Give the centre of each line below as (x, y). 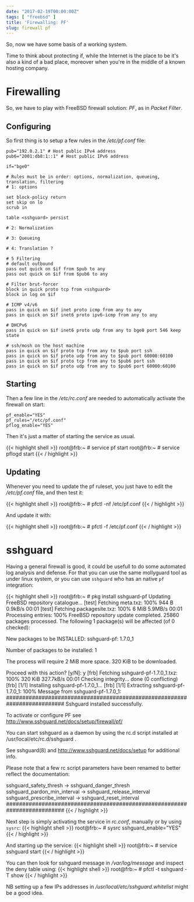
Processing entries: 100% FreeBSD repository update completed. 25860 (93, 615)
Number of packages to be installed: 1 (52, 650)
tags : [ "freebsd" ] (31, 17)
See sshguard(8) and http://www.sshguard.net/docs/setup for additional (93, 750)
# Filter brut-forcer (32, 284)
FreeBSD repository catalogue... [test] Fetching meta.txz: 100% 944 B (90, 603)
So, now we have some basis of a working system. (67, 44)
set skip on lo (24, 202)
